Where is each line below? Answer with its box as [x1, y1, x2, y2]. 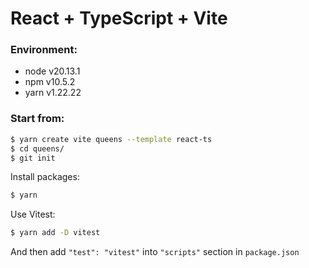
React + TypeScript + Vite [10, 7, 228, 30]
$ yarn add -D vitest [10, 228, 101, 238]
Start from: [10, 112, 65, 126]
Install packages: [10, 171, 80, 183]
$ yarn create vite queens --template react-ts [10, 134, 213, 144]
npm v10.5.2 [24, 76, 76, 88]
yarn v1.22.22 [24, 87, 82, 99]
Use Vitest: [10, 208, 56, 221]
